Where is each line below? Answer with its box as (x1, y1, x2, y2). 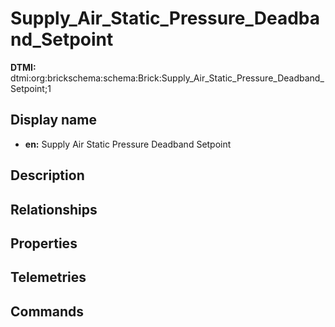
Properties (10, 235, 78, 252)
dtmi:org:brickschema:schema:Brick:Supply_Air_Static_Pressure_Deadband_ (10, 72, 325, 84)
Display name (10, 112, 97, 129)
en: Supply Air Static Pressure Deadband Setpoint (24, 138, 232, 150)
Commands (10, 303, 85, 320)
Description (10, 167, 85, 184)
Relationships (10, 201, 98, 218)
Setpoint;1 (10, 82, 52, 94)
